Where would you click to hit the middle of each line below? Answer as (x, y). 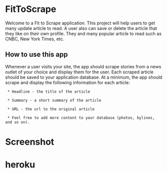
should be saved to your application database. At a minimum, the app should (84, 77)
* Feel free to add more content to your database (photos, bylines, (81, 118)
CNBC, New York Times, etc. (35, 39)
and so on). (17, 122)
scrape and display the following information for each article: (68, 82)
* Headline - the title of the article (49, 91)
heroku (20, 165)
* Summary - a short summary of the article (54, 100)
